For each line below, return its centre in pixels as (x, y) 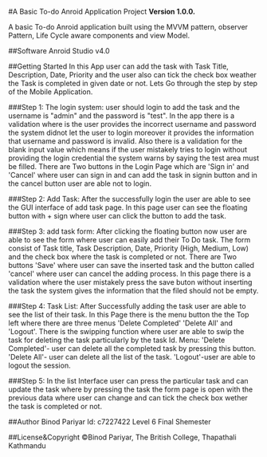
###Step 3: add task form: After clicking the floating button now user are (128, 231)
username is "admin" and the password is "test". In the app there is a (122, 116)
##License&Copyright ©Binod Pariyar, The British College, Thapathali (122, 437)
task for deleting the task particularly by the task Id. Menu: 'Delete (117, 340)
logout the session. (39, 365)
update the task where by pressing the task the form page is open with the (131, 389)
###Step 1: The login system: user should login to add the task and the (124, 107)
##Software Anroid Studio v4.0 (59, 51)
